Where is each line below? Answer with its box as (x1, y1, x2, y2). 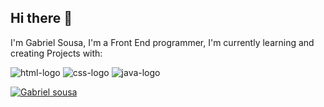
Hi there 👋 (10, 10, 73, 27)
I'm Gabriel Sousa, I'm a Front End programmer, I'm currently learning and (10, 36, 315, 48)
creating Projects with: (10, 47, 103, 59)
